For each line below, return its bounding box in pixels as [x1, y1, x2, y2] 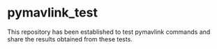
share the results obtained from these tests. [7, 35, 133, 43]
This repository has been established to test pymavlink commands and [7, 28, 211, 36]
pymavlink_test [7, 5, 98, 21]
